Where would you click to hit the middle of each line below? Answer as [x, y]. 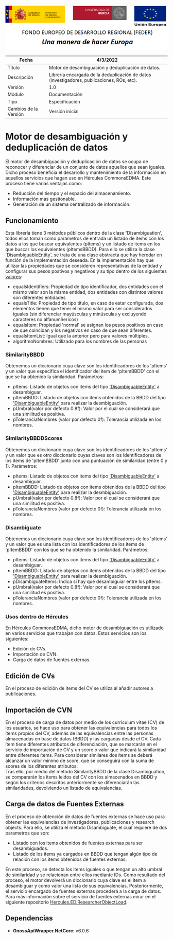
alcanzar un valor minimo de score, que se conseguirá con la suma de [80, 760]
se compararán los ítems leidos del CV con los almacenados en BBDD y [81, 777]
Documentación [66, 94]
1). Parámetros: [21, 466]
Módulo [16, 94]
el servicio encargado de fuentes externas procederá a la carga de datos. [83, 891]
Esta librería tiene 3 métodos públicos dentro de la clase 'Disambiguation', [84, 233]
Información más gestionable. [44, 199]
